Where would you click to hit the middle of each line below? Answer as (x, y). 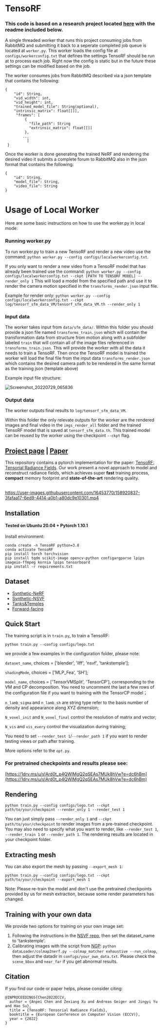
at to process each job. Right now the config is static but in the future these (81, 61)
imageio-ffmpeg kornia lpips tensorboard (48, 562)
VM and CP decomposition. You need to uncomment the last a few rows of (80, 687)
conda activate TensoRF (29, 550)
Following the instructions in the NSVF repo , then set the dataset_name (83, 936)
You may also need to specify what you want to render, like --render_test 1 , (82, 829)
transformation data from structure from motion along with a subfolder (75, 338)
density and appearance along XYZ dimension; (52, 708)
